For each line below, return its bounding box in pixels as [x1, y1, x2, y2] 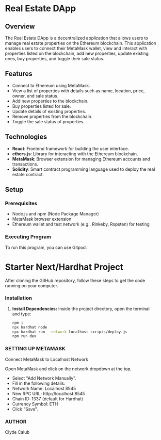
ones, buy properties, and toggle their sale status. [5, 56, 105, 61]
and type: [12, 311, 32, 317]
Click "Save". [12, 406, 38, 412]
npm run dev [12, 334, 36, 339]
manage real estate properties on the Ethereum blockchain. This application [5, 40, 157, 46]
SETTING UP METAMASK [5, 345, 65, 352]
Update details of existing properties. [12, 108, 86, 114]
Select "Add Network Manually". [12, 375, 77, 381]
